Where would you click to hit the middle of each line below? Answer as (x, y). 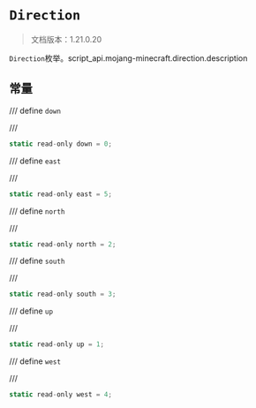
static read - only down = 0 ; (61, 144)
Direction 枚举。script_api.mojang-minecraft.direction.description (128, 58)
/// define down (35, 110)
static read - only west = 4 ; (61, 395)
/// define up (31, 311)
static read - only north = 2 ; (63, 244)
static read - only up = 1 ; (56, 344)
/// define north (37, 211)
